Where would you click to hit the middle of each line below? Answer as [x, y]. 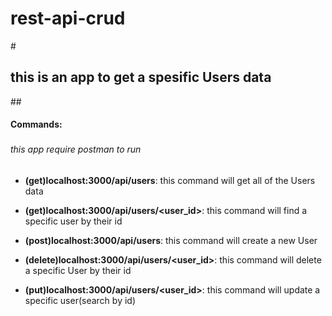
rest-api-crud [68, 18]
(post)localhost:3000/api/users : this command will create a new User [171, 240]
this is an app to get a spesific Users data [141, 77]
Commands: [36, 124]
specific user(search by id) [80, 300]
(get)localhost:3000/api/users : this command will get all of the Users [170, 180]
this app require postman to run [76, 149]
